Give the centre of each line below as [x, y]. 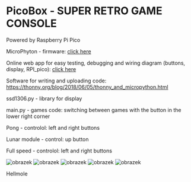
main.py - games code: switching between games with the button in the [94, 110]
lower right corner [28, 116]
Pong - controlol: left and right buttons [53, 127]
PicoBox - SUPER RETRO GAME [84, 11]
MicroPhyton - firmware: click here [49, 51]
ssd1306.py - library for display [44, 98]
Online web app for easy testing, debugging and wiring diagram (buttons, [96, 63]
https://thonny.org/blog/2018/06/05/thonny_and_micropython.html [87, 87]
